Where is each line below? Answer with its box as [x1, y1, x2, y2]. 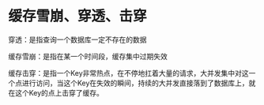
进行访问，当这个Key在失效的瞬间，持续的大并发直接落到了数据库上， [21, 78, 249, 88]
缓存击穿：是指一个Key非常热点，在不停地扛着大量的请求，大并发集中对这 [8, 68, 249, 77]
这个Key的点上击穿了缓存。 [14, 88, 104, 97]
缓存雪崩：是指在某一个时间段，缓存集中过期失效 [8, 51, 168, 61]
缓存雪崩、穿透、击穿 [8, 7, 148, 25]
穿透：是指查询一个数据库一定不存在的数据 [8, 35, 147, 44]
